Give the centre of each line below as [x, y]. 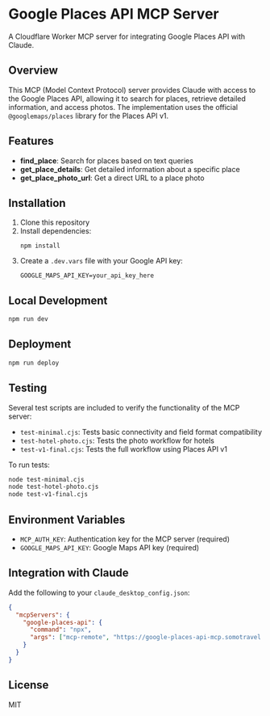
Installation [37, 203]
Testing [28, 388]
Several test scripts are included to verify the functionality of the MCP [124, 407]
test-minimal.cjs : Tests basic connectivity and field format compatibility [141, 432]
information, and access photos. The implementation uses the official [123, 107]
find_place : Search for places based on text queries [106, 160]
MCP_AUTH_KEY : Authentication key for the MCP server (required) [125, 539]
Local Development [58, 300]
